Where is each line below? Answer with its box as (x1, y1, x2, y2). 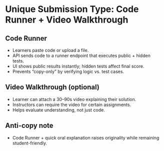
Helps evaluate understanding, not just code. (12, 106, 105, 113)
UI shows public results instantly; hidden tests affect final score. (12, 63, 144, 69)
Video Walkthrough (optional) (5, 83, 100, 91)
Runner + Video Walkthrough (5, 14, 128, 25)
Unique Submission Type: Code (5, 3, 139, 15)
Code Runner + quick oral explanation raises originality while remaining (12, 134, 159, 140)
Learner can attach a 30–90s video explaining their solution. (12, 96, 136, 102)
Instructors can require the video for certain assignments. (12, 101, 131, 107)
